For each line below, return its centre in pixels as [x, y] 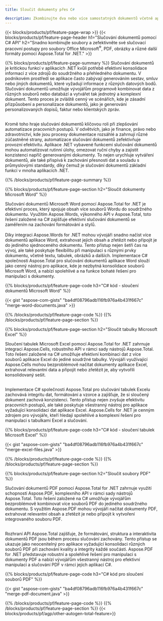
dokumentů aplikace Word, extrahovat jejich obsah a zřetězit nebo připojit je [81, 240]
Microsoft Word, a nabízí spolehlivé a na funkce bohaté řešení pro [71, 271]
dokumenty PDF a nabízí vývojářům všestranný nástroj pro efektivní [73, 560]
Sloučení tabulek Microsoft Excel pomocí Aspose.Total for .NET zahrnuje [78, 344]
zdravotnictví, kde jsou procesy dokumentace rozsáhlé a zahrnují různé [76, 135]
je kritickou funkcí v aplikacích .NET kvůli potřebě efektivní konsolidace [76, 68]
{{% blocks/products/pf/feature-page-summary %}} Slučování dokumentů [80, 63]
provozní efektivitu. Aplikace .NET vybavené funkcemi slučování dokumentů [81, 145]
